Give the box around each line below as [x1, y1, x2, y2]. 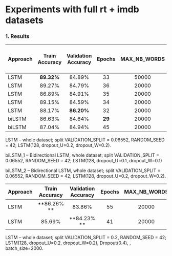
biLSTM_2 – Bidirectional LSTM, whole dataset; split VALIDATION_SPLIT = [5, 167, 161, 174]
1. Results [5, 33, 30, 40]
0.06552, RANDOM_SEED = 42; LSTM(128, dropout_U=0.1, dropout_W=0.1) [5, 158, 162, 164]
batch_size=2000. [5, 245, 44, 251]
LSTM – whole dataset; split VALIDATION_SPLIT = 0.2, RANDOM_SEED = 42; [5, 234, 166, 241]
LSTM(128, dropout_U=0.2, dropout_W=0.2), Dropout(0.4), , [5, 240, 132, 246]
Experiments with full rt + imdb [5, 4, 139, 15]
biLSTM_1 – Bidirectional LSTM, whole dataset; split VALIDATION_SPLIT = [5, 152, 160, 158]
